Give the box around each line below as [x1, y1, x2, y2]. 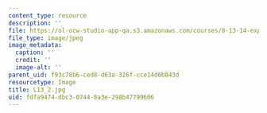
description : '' [8, 19, 62, 27]
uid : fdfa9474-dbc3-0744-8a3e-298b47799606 [8, 93, 155, 101]
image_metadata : [8, 41, 62, 49]
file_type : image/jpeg [8, 33, 83, 42]
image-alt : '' [15, 64, 62, 72]
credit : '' [15, 56, 52, 64]
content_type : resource [8, 11, 87, 20]
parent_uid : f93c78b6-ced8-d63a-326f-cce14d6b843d [8, 71, 180, 79]
